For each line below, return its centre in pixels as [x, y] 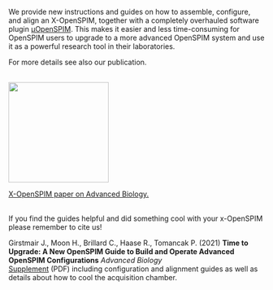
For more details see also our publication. [78, 62]
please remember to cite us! [55, 227]
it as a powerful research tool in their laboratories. [92, 46]
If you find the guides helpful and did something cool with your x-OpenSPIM [136, 218]
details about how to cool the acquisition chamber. [93, 277]
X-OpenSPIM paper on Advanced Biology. [79, 194]
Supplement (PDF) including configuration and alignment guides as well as [133, 269]
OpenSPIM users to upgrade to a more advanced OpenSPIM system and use [136, 37]
